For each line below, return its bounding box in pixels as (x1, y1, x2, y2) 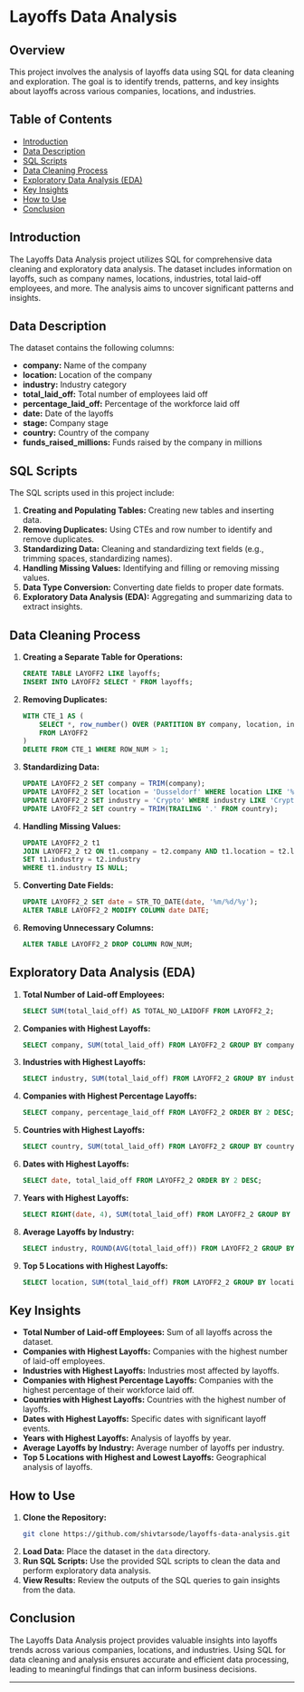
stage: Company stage (22, 418, 109, 429)
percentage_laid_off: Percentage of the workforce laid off (22, 399, 241, 410)
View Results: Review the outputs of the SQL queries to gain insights (22, 1575, 280, 1585)
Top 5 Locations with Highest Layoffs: (22, 1260, 168, 1271)
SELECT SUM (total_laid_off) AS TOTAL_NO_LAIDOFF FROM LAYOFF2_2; (22, 1006, 274, 1016)
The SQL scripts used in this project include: (9, 488, 175, 498)
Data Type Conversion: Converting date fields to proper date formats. (22, 582, 285, 593)
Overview (9, 43, 66, 58)
